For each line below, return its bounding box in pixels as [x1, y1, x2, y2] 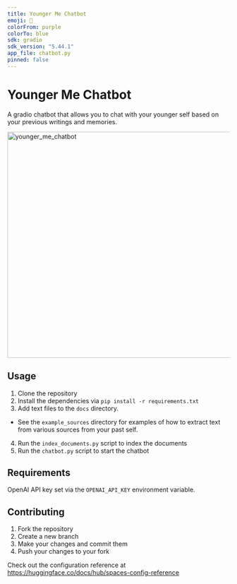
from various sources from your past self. [17, 425, 138, 434]
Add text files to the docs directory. [17, 404, 119, 412]
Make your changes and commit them [17, 540, 128, 548]
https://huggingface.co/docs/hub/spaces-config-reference [7, 568, 180, 577]
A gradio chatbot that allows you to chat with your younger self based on [7, 110, 219, 119]
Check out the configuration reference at [7, 561, 126, 569]
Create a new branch [17, 532, 79, 541]
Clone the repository [17, 389, 78, 398]
